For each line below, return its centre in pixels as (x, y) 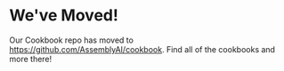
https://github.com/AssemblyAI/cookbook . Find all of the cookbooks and (142, 49)
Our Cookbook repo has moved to (71, 40)
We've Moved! (64, 16)
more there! (31, 59)
